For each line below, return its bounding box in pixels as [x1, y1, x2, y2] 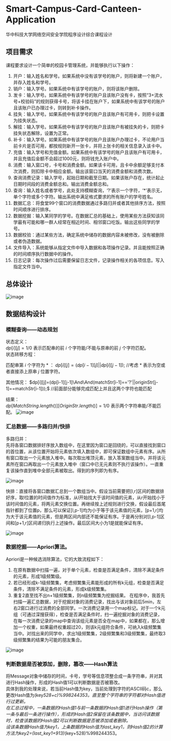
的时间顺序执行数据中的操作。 [13, 251, 76, 257]
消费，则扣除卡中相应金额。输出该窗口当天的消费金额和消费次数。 [17, 168, 156, 174]
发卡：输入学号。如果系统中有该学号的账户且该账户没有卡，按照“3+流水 [13, 92, 163, 98]
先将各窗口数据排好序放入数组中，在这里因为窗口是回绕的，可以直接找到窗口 [6, 442, 166, 448]
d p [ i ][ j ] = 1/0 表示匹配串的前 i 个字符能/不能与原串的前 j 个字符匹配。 [6, 345, 149, 351]
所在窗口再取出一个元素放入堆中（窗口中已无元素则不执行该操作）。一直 [10, 461, 159, 467]
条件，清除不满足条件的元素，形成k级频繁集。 [13, 585, 110, 592]
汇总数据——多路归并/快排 [6, 423, 71, 430]
